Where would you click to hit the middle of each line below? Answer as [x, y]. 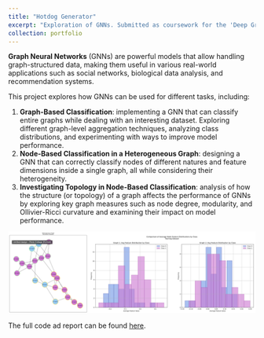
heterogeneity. [43, 179]
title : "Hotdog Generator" [52, 17]
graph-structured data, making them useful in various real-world [112, 65]
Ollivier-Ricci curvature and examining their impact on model [117, 212]
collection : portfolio [45, 33]
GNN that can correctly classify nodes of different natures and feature [133, 162]
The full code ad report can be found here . [77, 325]
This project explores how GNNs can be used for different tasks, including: [129, 97]
